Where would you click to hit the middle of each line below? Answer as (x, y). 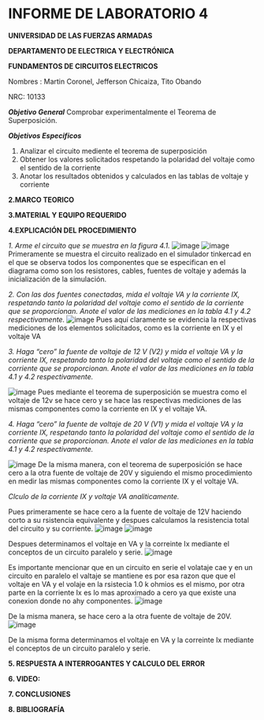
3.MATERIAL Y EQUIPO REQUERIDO (67, 215)
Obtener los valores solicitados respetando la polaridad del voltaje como (137, 159)
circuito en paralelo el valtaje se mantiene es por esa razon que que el (122, 576)
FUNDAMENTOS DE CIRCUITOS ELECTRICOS (83, 66)
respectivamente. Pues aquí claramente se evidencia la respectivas (132, 319)
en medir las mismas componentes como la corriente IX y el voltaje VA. (123, 481)
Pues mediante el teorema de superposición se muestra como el (142, 392)
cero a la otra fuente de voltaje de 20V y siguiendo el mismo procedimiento (130, 472)
